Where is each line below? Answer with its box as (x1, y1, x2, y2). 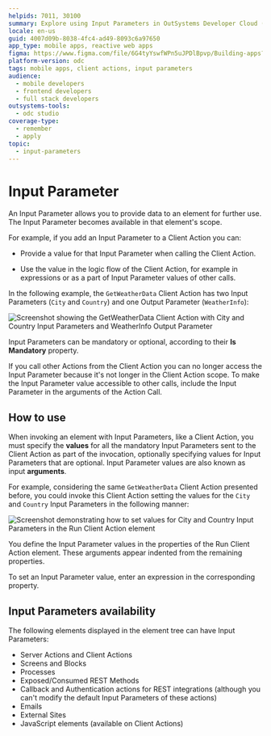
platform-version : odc (8, 57, 85, 66)
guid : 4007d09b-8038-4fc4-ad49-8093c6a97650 (8, 34, 161, 43)
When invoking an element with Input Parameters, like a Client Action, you (8, 432, 254, 442)
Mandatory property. (8, 345, 79, 356)
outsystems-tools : (8, 102, 70, 110)
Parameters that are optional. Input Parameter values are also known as (8, 458, 246, 467)
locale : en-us (8, 27, 56, 35)
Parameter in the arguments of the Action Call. (8, 387, 163, 397)
